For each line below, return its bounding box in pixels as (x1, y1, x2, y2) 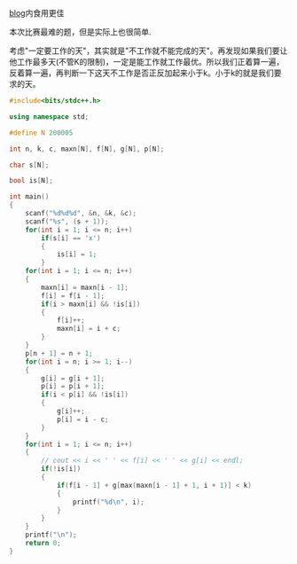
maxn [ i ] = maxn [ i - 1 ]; (41, 283, 129, 292)
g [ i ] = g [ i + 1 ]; (41, 373, 105, 383)
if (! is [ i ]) (41, 465, 82, 474)
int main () (9, 192, 50, 201)
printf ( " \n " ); (25, 530, 77, 539)
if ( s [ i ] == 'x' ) (41, 233, 101, 242)
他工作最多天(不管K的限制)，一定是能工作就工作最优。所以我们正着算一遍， (9, 57, 285, 67)
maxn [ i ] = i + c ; (56, 325, 121, 333)
